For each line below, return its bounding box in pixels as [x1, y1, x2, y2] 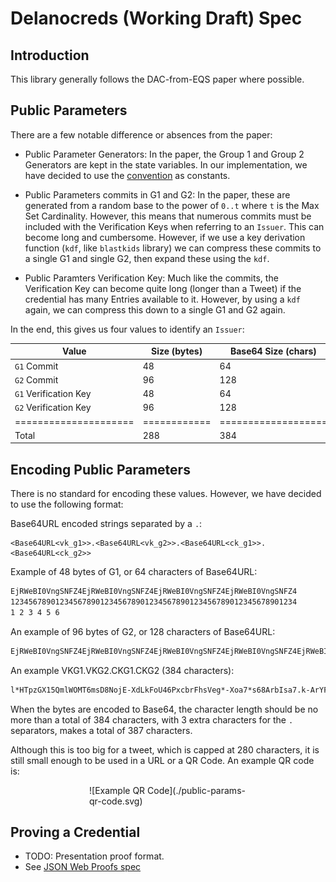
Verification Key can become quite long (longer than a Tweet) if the [24, 282, 302, 294]
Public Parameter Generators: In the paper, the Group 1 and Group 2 [24, 148, 305, 160]
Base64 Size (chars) [229, 345, 317, 357]
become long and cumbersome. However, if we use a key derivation [24, 231, 306, 243]
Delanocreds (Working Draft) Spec [10, 7, 303, 30]
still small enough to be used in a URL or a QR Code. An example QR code [10, 754, 315, 766]
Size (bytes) [151, 345, 203, 357]
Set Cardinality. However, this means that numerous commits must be [24, 210, 312, 222]
